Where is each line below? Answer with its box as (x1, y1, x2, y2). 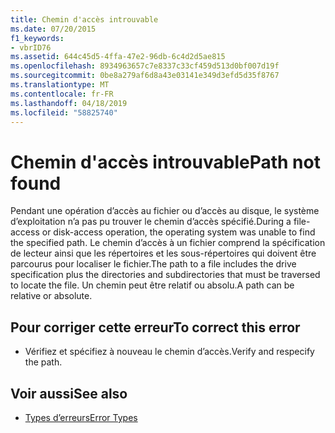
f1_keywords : (10, 33, 65, 43)
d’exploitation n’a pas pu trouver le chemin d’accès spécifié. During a (10, 216, 292, 228)
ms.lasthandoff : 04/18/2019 (10, 98, 128, 108)
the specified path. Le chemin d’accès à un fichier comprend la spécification (10, 237, 326, 249)
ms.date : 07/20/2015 (10, 24, 97, 34)
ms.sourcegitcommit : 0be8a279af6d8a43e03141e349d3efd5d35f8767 (10, 71, 280, 81)
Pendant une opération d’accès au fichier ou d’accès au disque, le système (10, 205, 320, 217)
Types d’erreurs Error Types (24, 411, 138, 423)
